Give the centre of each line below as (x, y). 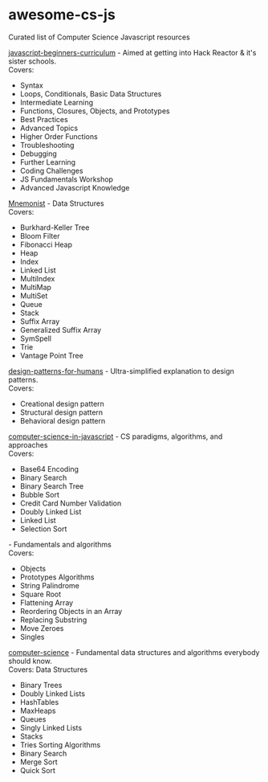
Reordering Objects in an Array (71, 611)
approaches (28, 444)
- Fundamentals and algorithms (60, 544)
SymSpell (36, 338)
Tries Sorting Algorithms (60, 744)
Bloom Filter (40, 235)
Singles (32, 637)
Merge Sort (39, 762)
